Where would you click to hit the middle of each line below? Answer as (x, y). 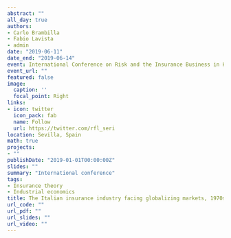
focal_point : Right (41, 97)
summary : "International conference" (61, 173)
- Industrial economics (41, 192)
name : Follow (32, 122)
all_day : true (27, 20)
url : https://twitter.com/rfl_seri (64, 128)
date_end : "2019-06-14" (41, 58)
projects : (21, 147)
